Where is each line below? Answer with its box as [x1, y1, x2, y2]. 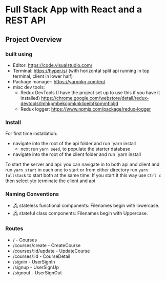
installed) [20, 95, 40, 101]
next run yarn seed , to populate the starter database [20, 146, 131, 152]
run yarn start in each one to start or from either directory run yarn [5, 167, 148, 173]
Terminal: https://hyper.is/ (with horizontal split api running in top [12, 67, 150, 74]
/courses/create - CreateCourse [12, 242, 81, 248]
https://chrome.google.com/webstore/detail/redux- [40, 95, 149, 101]
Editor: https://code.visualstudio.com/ [12, 62, 93, 68]
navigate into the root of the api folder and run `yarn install [12, 140, 136, 147]
